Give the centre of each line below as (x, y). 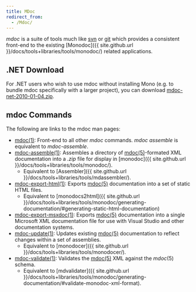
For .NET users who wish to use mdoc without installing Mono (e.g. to (90, 84)
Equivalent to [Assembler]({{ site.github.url (75, 171)
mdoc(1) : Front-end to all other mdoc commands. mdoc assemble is (96, 140)
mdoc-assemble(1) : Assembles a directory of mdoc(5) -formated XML (98, 152)
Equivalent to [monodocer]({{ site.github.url (76, 246)
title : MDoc (20, 11)
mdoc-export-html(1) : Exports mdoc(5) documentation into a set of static (102, 184)
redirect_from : (25, 17)
